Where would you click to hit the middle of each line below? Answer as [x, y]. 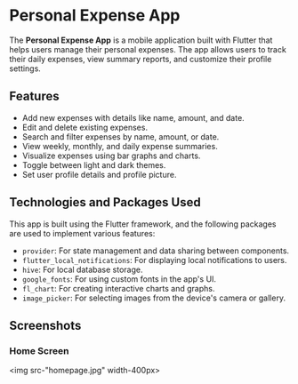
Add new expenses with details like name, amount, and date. [133, 117]
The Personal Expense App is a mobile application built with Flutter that [141, 40]
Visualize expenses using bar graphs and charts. [111, 156]
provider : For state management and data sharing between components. [156, 251]
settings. [25, 68]
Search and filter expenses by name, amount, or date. [121, 136]
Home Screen [39, 350]
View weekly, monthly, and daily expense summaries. [120, 146]
